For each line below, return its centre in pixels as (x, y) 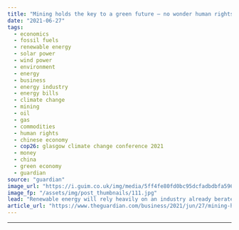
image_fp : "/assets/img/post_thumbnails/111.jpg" (83, 193)
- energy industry (41, 87)
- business (30, 80)
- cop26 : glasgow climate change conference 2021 (89, 147)
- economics (32, 34)
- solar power (34, 54)
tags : (15, 27)
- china (25, 160)
